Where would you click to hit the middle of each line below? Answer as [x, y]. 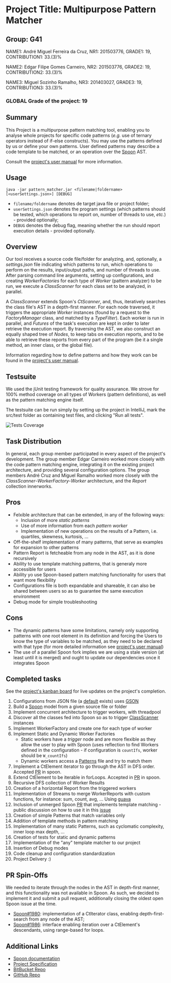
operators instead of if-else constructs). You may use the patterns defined [84, 141]
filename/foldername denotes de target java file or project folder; [81, 203]
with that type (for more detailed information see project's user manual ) [88, 646]
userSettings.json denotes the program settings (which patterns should [89, 209]
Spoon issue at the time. [31, 904]
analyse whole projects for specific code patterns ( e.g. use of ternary [79, 135]
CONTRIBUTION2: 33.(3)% [34, 72]
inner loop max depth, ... [39, 832]
